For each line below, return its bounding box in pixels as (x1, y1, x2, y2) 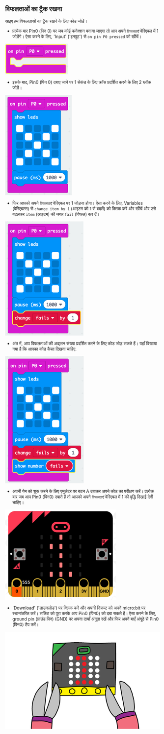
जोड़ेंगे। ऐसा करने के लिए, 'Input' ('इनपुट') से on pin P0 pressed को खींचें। (12, 33, 141, 39)
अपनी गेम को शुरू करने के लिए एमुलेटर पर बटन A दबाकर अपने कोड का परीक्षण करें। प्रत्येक (12, 488, 154, 494)
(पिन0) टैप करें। (12, 621, 39, 627)
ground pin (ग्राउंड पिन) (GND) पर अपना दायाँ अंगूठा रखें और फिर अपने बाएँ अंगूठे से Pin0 (12, 616, 159, 622)
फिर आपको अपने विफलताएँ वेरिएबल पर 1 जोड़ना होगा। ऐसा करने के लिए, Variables (12, 200, 143, 206)
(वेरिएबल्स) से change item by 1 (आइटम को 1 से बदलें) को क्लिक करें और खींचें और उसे (12, 205, 156, 211)
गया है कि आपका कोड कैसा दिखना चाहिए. (12, 346, 77, 352)
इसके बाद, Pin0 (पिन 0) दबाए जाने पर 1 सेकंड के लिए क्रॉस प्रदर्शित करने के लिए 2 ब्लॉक (12, 79, 151, 85)
